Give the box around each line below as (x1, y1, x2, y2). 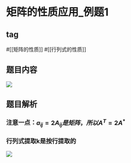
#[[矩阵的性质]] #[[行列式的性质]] (6, 46, 87, 53)
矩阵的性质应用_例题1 (6, 5, 109, 19)
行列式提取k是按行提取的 (6, 137, 77, 145)
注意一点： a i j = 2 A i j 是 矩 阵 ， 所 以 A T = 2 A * (6, 117, 126, 128)
